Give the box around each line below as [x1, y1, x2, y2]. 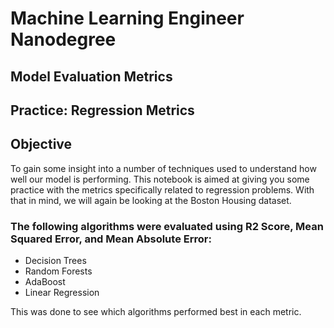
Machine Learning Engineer [10, 7, 245, 30]
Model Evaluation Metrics [10, 68, 173, 85]
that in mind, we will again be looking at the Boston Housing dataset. [10, 194, 292, 206]
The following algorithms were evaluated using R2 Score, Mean [10, 219, 324, 233]
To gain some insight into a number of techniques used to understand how [10, 162, 317, 174]
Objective [10, 136, 73, 153]
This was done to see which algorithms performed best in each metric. [10, 306, 302, 318]
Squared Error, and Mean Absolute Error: [10, 232, 212, 246]
